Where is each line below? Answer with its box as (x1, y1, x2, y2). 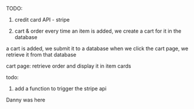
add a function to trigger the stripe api (14, 85, 107, 92)
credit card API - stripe (14, 16, 70, 23)
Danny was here (6, 96, 46, 103)
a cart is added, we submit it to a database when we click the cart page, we (6, 45, 189, 52)
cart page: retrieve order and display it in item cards (6, 62, 131, 69)
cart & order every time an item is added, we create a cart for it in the (14, 27, 182, 34)
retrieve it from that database (6, 51, 77, 58)
